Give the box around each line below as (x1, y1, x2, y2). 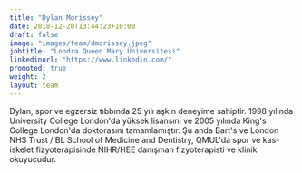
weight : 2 (9, 72, 47, 82)
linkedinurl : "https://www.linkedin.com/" (9, 55, 172, 64)
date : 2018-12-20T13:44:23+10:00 (9, 22, 136, 31)
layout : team (9, 81, 59, 90)
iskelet (9, 144, 34, 155)
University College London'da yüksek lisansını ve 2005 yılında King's (9, 115, 267, 126)
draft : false (9, 30, 59, 39)
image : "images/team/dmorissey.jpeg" (9, 38, 152, 48)
